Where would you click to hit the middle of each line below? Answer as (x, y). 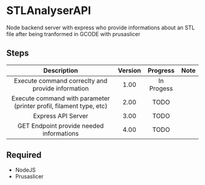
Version (130, 70)
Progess (161, 88)
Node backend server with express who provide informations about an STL (101, 27)
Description (61, 70)
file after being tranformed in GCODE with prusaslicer (73, 34)
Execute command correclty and (61, 81)
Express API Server (61, 115)
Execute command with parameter (61, 98)
